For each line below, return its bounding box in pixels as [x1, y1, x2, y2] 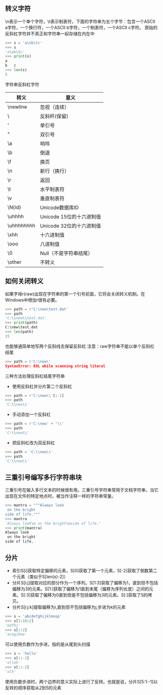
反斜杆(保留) [39, 113, 69, 119]
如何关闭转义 [5, 277, 44, 285]
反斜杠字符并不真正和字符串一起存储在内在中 [5, 31, 95, 37]
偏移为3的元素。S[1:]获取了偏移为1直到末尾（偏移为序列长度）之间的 [12, 586, 149, 592]
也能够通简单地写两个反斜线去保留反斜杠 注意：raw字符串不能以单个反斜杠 [5, 343, 155, 349]
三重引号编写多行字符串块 [5, 473, 82, 481]
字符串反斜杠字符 [5, 81, 39, 87]
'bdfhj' [5, 623, 21, 628]
